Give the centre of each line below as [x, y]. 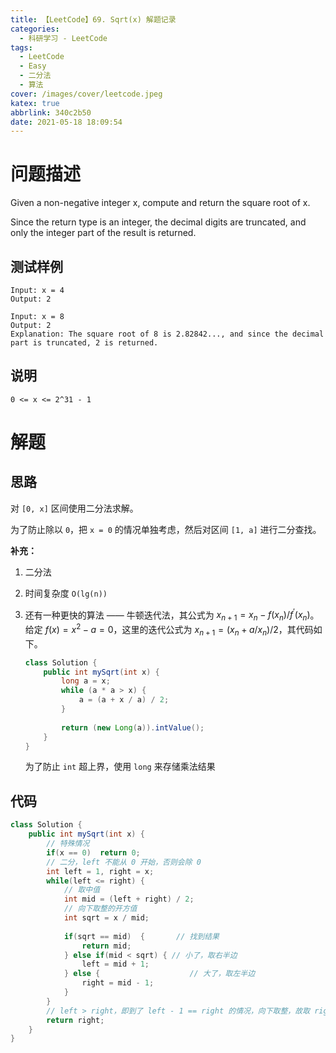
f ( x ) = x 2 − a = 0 [79, 628]
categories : [35, 29]
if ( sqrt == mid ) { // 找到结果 [141, 936]
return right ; [75, 1020]
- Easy [33, 66]
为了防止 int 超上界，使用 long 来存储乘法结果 [120, 767]
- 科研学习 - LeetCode [63, 38]
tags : [21, 47]
